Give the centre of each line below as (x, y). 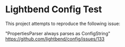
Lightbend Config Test (54, 9)
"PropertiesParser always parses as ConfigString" (58, 33)
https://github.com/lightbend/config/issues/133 (55, 39)
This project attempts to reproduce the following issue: (63, 24)
